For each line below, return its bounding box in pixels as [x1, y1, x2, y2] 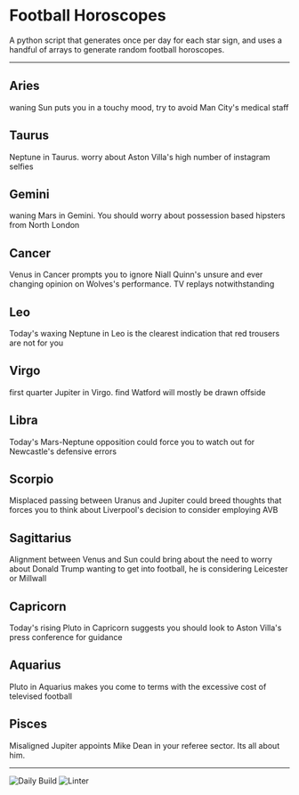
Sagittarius [9, 531, 72, 546]
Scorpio [9, 472, 54, 487]
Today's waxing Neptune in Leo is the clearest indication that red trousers [9, 329, 280, 338]
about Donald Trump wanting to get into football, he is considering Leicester [9, 564, 288, 574]
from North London [9, 220, 80, 231]
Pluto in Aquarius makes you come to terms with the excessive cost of [9, 681, 267, 692]
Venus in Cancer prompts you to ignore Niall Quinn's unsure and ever [9, 269, 263, 280]
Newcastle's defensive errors [9, 446, 117, 457]
